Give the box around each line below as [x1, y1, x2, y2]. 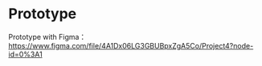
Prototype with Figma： [8, 32, 87, 41]
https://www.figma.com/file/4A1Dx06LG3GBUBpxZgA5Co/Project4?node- [8, 41, 254, 50]
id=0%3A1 [8, 49, 43, 59]
